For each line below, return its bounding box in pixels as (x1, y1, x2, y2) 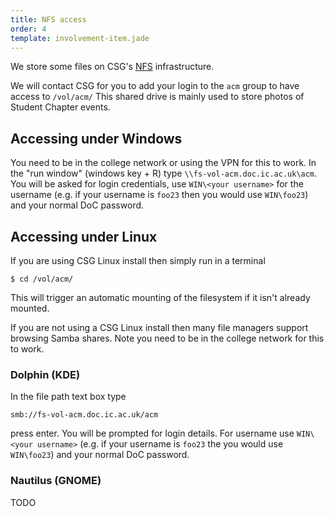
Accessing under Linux (10, 228, 158, 245)
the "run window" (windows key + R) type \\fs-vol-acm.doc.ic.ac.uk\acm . (10, 167, 318, 180)
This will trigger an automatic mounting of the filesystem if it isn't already (10, 292, 311, 303)
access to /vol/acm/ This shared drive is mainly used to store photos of (10, 91, 305, 103)
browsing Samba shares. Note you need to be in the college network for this (10, 332, 325, 344)
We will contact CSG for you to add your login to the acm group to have (10, 80, 300, 92)
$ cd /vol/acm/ (10, 274, 74, 284)
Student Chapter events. (10, 101, 111, 113)
